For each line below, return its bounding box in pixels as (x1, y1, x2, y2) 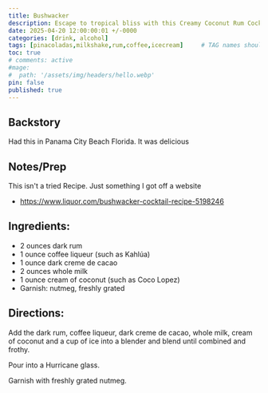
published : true (8, 85, 62, 94)
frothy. (8, 344, 30, 354)
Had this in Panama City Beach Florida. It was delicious (8, 137, 190, 146)
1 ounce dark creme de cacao (19, 257, 118, 268)
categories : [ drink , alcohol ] (8, 34, 109, 42)
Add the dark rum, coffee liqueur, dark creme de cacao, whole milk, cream (8, 327, 253, 337)
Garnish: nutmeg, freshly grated (19, 283, 125, 292)
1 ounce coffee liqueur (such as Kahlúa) (19, 249, 151, 259)
